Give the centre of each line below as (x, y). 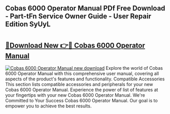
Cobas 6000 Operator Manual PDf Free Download (85, 8)
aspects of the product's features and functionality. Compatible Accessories (85, 79)
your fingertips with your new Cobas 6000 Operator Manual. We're (75, 95)
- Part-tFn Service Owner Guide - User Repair (78, 17)
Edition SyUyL (28, 24)
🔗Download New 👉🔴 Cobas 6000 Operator (75, 45)
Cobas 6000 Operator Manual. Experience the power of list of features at (82, 90)
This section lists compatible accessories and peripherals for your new (79, 84)
